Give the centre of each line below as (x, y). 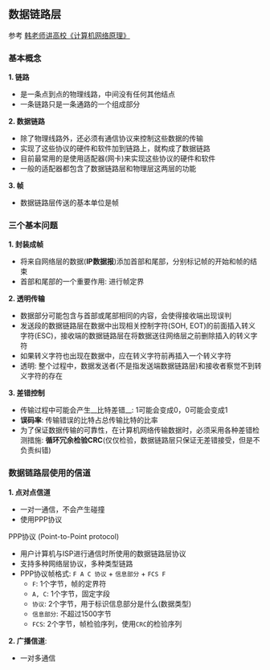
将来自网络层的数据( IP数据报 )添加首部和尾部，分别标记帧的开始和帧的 (135, 261)
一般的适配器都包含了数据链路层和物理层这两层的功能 (108, 169)
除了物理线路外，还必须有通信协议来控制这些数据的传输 (111, 138)
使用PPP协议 (41, 519)
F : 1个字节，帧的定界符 (69, 583)
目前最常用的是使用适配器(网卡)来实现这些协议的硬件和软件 (118, 158)
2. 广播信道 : (28, 640)
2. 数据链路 (27, 121)
